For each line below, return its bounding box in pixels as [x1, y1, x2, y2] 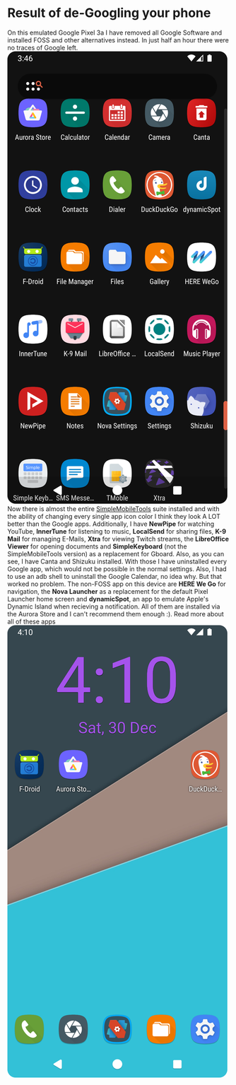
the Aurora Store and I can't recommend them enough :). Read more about [7, 609, 224, 618]
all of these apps [7, 617, 56, 626]
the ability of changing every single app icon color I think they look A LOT [7, 512, 220, 520]
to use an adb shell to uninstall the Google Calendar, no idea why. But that [7, 572, 223, 580]
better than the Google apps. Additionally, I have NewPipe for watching [7, 520, 215, 528]
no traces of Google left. [7, 43, 78, 52]
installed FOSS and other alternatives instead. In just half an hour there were [7, 35, 230, 44]
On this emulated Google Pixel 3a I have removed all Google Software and [7, 28, 223, 37]
